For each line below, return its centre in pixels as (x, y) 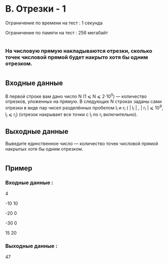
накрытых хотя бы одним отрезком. (44, 149)
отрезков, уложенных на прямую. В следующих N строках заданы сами (83, 101)
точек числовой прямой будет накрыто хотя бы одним (77, 57)
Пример (19, 168)
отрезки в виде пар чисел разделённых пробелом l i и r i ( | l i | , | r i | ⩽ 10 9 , (84, 108)
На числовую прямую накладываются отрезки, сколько (79, 51)
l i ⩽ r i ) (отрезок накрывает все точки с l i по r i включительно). (72, 115)
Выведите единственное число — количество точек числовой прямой (82, 144)
